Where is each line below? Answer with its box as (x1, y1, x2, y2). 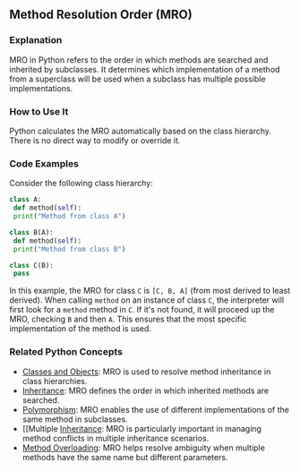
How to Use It (9, 105, 69, 117)
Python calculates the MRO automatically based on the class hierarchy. (9, 125, 271, 136)
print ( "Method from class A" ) (13, 212, 126, 221)
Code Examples (9, 157, 79, 169)
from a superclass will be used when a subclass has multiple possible (9, 73, 266, 84)
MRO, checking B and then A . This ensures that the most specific (9, 313, 247, 325)
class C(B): (9, 261, 54, 270)
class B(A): (9, 227, 54, 236)
